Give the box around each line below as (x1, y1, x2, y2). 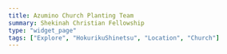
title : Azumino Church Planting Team (8, 11, 134, 20)
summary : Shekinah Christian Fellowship (8, 19, 145, 27)
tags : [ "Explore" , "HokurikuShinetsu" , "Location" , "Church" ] (8, 33, 220, 42)
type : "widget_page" (8, 26, 78, 34)
